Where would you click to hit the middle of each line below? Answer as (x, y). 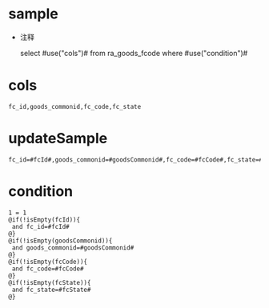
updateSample (58, 139)
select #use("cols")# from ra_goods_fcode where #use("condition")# (134, 53)
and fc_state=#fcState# (51, 290)
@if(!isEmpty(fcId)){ (44, 220)
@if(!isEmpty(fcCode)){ (48, 262)
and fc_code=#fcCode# (48, 269)
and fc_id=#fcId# (40, 226)
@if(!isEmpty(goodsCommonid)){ (60, 241)
